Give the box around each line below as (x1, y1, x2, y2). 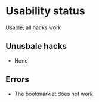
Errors (5, 75, 29, 85)
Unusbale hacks (5, 41, 67, 51)
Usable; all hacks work (5, 24, 61, 31)
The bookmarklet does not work (14, 90, 94, 97)
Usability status (5, 4, 85, 18)
